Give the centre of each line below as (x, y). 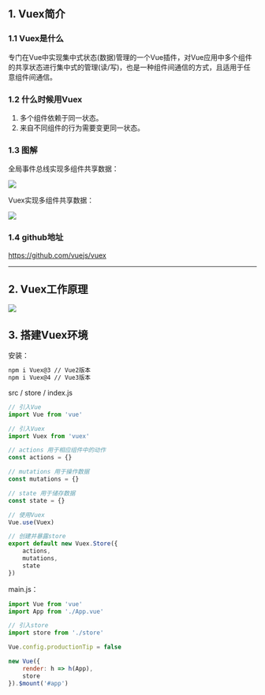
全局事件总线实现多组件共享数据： (63, 169)
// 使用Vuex (26, 515)
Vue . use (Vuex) (32, 522)
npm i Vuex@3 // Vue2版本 (49, 370)
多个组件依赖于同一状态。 (61, 117)
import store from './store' (56, 633)
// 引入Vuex (26, 429)
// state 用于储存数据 (42, 493)
